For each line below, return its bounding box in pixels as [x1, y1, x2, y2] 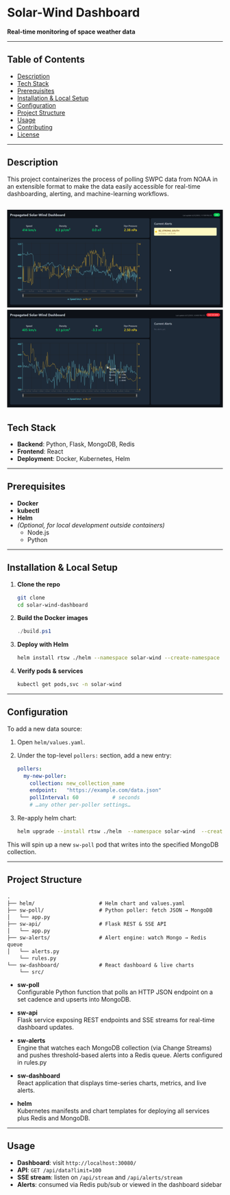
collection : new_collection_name [29, 780, 125, 787]
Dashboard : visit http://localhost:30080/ [16, 1158, 137, 1167]
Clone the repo [16, 580, 60, 588]
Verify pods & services [16, 667, 84, 675]
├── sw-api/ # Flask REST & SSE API [7, 921, 167, 927]
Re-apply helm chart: [16, 814, 77, 823]
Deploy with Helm [16, 640, 69, 649]
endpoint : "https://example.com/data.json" [29, 787, 162, 794]
